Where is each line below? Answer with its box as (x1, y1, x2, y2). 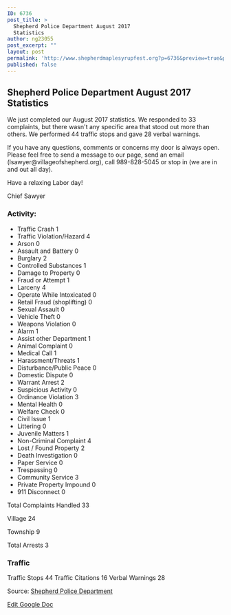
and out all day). (7, 166, 53, 174)
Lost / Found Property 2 (16, 444, 85, 452)
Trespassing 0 (16, 465, 58, 474)
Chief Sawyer (7, 192, 46, 200)
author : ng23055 (7, 36, 54, 43)
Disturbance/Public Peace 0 (16, 364, 97, 372)
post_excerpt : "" (7, 42, 57, 49)
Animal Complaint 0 (16, 342, 74, 350)
